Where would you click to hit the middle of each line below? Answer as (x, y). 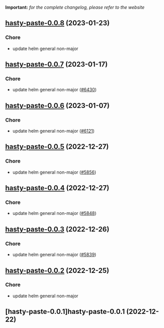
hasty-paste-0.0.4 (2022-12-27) (57, 188)
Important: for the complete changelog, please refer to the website (75, 7)
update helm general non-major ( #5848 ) (54, 213)
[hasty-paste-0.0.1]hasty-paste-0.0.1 (65, 312)
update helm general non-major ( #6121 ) (53, 131)
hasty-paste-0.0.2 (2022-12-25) (57, 270)
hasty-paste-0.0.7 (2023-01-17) (57, 64)
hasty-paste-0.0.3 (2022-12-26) (57, 229)
